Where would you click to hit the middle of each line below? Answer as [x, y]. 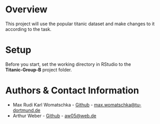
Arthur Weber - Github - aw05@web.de [54, 116]
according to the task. [28, 29]
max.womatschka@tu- [118, 104]
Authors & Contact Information [72, 91]
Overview [26, 10]
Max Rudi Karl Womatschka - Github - [53, 104]
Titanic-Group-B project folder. [39, 69]
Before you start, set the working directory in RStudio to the [68, 64]
